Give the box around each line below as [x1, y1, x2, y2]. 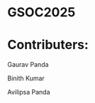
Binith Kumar [7, 74, 45, 82]
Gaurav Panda [7, 60, 49, 69]
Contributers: [7, 37, 89, 53]
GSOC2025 [7, 4, 76, 21]
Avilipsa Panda [7, 88, 51, 97]
